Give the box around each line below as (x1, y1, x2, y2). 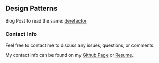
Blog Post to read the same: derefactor (5, 17, 87, 24)
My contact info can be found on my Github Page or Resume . (5, 52, 134, 58)
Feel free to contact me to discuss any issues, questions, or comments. (5, 42, 155, 48)
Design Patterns (5, 4, 58, 13)
